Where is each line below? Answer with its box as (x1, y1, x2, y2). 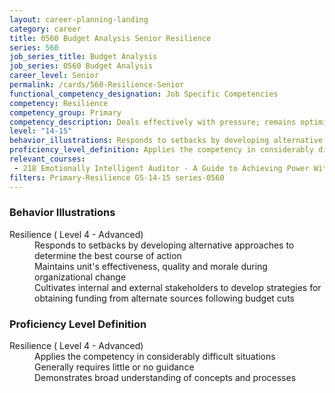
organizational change (34, 271, 127, 283)
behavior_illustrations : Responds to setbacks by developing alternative (9, 136, 324, 146)
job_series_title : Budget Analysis (9, 52, 158, 62)
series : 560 (9, 42, 59, 53)
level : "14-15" (9, 126, 73, 136)
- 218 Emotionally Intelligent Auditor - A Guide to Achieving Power (13, 163, 310, 173)
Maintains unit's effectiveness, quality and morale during (34, 260, 268, 272)
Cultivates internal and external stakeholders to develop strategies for (34, 281, 322, 293)
